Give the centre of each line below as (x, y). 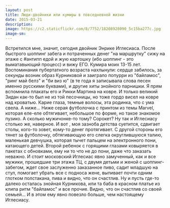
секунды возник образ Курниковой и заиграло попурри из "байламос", (83, 75)
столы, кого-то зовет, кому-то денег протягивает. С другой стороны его (84, 129)
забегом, (15, 167)
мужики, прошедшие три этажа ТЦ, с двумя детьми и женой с (74, 162)
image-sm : (16, 34)
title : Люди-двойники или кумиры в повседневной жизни (65, 15)
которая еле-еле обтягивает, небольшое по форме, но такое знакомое (83, 113)
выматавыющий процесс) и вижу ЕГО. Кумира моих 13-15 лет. (73, 64)
